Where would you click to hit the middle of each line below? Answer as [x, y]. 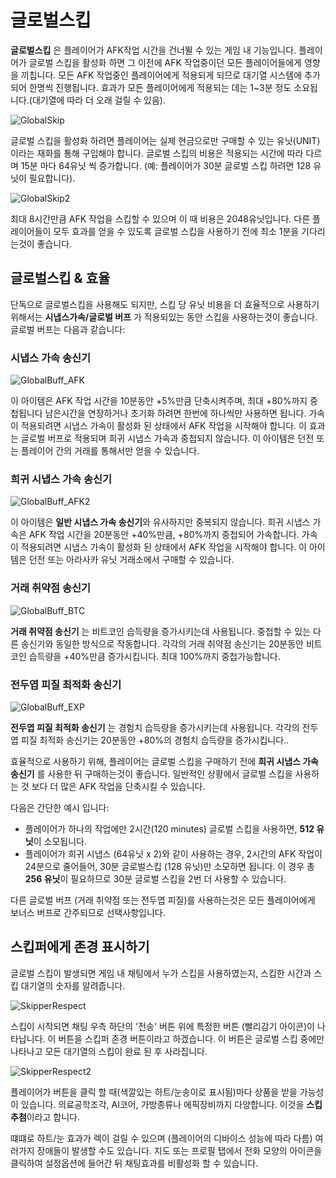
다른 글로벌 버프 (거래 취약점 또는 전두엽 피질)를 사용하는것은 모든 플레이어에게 [163, 900]
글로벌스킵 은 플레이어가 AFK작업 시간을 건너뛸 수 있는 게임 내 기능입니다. [153, 50]
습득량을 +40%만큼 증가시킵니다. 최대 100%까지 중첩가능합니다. [154, 656]
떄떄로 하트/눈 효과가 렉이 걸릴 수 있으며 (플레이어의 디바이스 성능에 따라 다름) [161, 1138]
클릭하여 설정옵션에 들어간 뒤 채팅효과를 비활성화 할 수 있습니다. [134, 1163]
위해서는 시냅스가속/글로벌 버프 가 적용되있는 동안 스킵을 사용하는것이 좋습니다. [164, 317]
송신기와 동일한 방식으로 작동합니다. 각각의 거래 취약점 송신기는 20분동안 [162, 643]
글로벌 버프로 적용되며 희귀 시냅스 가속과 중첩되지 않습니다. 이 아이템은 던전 [167, 438]
